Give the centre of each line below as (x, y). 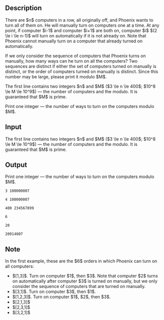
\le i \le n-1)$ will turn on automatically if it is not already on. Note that (76, 36)
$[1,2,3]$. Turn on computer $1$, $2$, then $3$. (61, 297)
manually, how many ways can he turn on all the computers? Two (71, 61)
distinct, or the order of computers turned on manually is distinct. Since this (82, 71)
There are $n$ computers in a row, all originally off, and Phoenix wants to (79, 20)
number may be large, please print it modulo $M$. (56, 76)
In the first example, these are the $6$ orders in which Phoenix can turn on (81, 261)
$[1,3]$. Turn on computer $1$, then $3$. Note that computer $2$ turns (85, 276)
